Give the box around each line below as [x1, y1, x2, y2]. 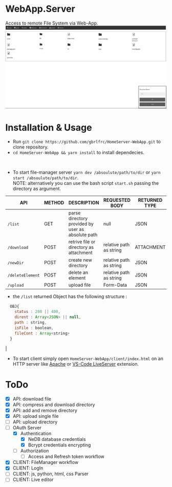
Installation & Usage [5, 121, 92, 133]
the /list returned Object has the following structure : [12, 293, 127, 300]
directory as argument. [12, 185, 61, 192]
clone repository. [12, 144, 49, 150]
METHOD [44, 200, 64, 206]
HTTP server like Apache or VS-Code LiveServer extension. [12, 361, 139, 367]
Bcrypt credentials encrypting [28, 442, 91, 448]
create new [68, 257, 92, 263]
